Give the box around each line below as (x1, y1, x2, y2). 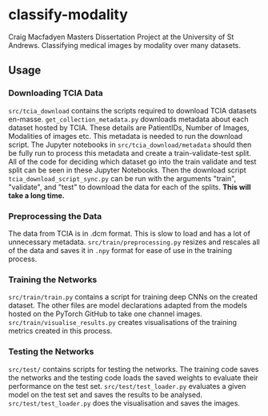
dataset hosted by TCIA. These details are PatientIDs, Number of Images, (8, 122, 250, 133)
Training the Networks (8, 274, 98, 285)
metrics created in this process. (8, 326, 113, 336)
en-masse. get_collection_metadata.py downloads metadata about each (8, 114, 250, 124)
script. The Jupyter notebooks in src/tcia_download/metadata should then (8, 140, 252, 149)
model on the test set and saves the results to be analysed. (8, 390, 202, 399)
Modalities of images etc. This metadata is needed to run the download (8, 131, 243, 141)
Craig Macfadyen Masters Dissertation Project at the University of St (8, 32, 234, 42)
